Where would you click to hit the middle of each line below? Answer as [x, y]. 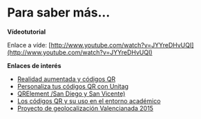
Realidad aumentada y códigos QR [66, 79]
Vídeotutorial [27, 32]
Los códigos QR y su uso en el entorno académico [89, 100]
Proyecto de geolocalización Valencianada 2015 [85, 108]
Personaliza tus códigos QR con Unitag [73, 86]
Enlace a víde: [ [29, 45]
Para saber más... [59, 13]
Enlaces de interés [34, 65]
